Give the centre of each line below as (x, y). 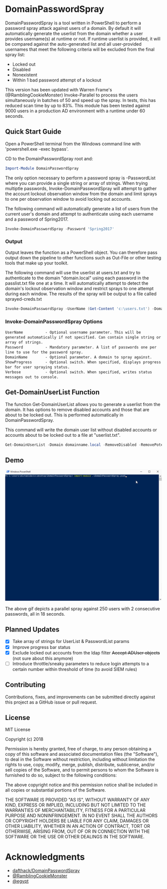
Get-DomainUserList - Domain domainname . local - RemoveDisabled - (73, 445)
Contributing (25, 685)
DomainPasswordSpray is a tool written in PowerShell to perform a (73, 23)
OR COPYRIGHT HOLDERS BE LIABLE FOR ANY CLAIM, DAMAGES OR (77, 821)
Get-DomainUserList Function (52, 392)
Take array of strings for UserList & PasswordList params (71, 642)
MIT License (18, 729)
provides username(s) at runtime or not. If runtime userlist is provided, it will (83, 39)
